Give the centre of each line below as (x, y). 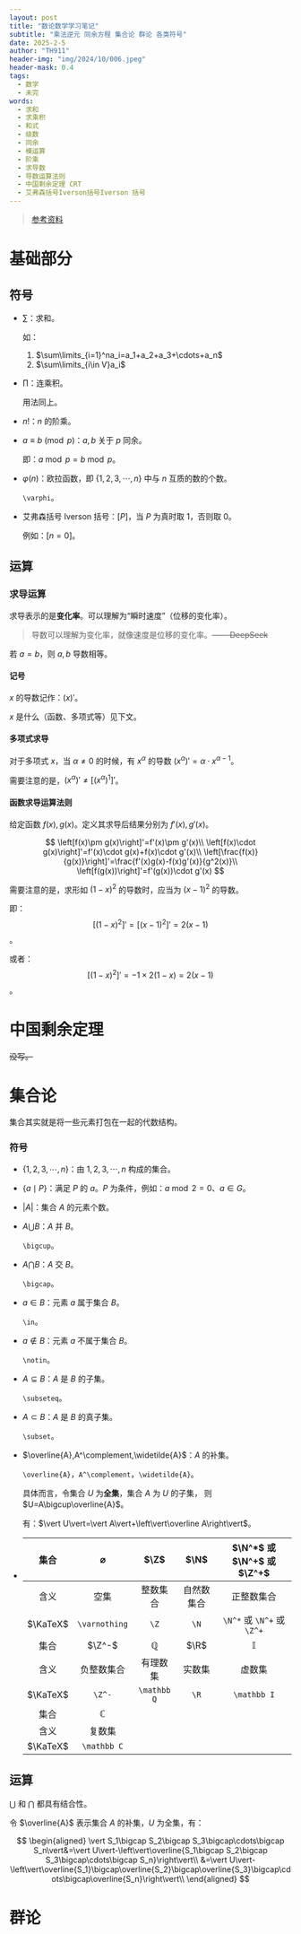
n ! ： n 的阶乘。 (49, 421)
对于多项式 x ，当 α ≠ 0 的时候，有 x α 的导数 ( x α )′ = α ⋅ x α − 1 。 (124, 760)
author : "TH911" (39, 51)
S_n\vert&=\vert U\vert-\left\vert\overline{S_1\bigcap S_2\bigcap (150, 1850)
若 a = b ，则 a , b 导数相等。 (61, 653)
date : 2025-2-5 (38, 43)
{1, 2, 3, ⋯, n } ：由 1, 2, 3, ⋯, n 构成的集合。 (99, 1169)
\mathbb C (103, 1746)
